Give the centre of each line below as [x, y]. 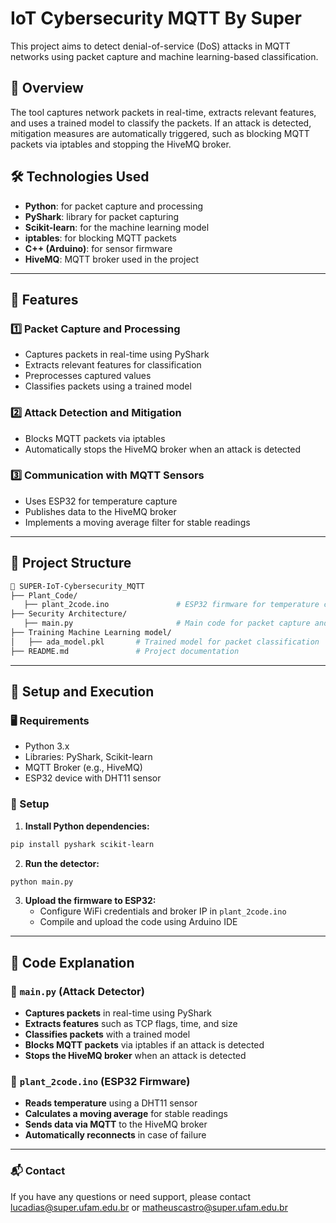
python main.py [42, 882]
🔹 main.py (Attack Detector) [77, 991]
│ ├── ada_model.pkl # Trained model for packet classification [165, 642]
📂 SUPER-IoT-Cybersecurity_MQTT [77, 586]
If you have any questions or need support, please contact [131, 1196]
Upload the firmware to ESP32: [90, 901]
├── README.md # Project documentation [125, 651]
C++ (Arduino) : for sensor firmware [98, 248]
